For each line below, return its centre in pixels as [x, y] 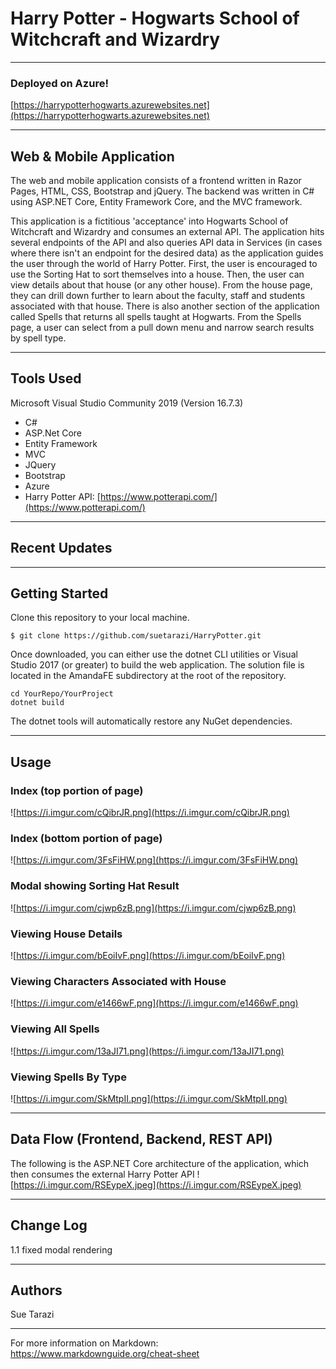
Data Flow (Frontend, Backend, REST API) [141, 1139]
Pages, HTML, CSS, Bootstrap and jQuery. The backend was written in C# [162, 191]
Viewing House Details [66, 934]
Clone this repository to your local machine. [100, 618]
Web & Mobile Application [92, 156]
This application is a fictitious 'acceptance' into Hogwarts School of [149, 221]
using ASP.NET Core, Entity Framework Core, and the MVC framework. [156, 202]
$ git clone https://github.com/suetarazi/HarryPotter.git [136, 636]
